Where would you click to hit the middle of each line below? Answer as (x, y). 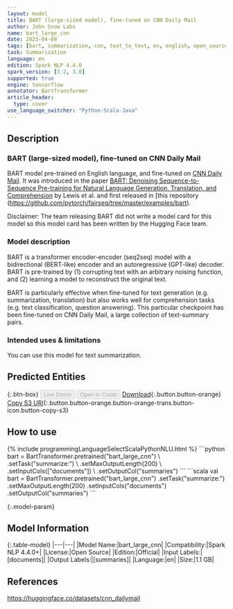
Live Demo (58, 394)
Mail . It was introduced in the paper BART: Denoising (83, 181)
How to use (32, 432)
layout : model (28, 14)
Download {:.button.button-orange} (172, 394)
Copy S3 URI (25, 403)
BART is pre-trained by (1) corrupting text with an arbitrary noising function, (115, 272)
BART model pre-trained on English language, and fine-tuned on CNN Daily (115, 174)
